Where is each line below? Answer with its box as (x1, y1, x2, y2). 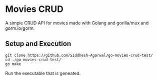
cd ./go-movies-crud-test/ (5, 57, 61, 62)
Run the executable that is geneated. (5, 70, 81, 76)
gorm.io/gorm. (5, 25, 35, 31)
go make (5, 61, 21, 67)
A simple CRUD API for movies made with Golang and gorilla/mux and (5, 20, 149, 26)
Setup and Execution (5, 40, 71, 48)
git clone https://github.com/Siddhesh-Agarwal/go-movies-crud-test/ (5, 53, 153, 58)
